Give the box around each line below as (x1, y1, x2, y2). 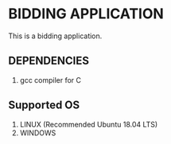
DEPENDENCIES (8, 54, 90, 68)
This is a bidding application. (8, 31, 103, 41)
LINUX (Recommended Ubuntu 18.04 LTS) (19, 119, 158, 129)
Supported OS (8, 99, 80, 112)
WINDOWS (19, 128, 56, 138)
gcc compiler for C (19, 75, 82, 84)
